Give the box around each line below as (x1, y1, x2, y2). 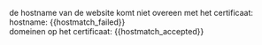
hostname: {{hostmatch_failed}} (9, 17, 126, 27)
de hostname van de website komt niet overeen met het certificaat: (9, 8, 254, 18)
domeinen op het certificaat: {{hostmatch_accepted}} (9, 26, 204, 36)
